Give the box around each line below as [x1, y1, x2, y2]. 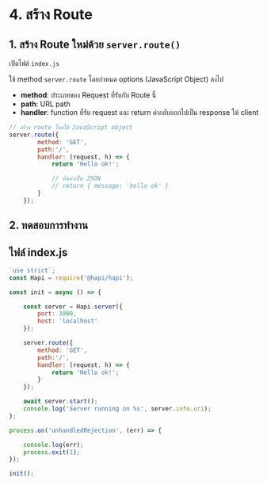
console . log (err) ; [23, 441, 84, 449]
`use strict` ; [9, 266, 56, 274]
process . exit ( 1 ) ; [23, 448, 81, 456]
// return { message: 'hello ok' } [51, 182, 170, 190]
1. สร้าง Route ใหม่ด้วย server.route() [9, 37, 181, 51]
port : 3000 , [37, 310, 78, 318]
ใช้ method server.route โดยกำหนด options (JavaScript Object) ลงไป [9, 74, 224, 84]
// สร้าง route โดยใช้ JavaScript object [9, 124, 133, 132]
